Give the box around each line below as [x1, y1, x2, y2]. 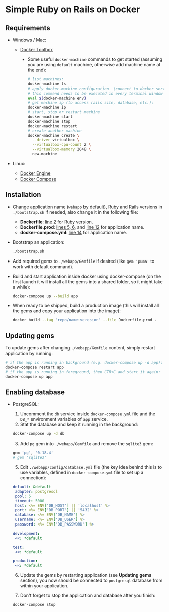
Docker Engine [20, 170, 51, 177]
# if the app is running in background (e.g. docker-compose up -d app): [5, 360, 163, 365]
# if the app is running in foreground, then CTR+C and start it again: [5, 369, 161, 374]
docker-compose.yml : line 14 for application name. [20, 229, 127, 235]
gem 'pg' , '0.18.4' [12, 450, 54, 456]
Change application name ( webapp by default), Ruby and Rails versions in [12, 204, 162, 210]
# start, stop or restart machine [27, 110, 100, 115]
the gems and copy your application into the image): [12, 308, 121, 314]
